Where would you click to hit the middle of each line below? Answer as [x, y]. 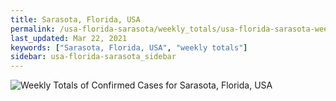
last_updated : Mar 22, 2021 [69, 38]
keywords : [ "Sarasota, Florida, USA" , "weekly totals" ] [129, 47]
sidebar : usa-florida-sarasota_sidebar [93, 57]
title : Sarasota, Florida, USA [75, 19]
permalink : [33, 29]
